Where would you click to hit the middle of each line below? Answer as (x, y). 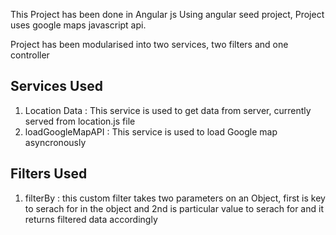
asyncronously (55, 142)
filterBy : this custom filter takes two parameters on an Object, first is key (175, 198)
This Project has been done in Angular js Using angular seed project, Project (167, 14)
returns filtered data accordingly (91, 219)
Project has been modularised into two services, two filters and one (149, 44)
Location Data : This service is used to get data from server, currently (168, 110)
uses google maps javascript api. (78, 25)
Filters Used (49, 174)
